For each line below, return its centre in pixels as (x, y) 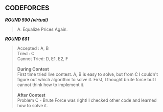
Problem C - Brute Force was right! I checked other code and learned (87, 100)
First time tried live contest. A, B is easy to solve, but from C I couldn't (87, 74)
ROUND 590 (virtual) (27, 20)
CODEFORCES (27, 8)
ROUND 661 (17, 39)
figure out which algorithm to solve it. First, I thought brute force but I (87, 79)
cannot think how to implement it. (51, 85)
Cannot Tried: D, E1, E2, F (43, 59)
